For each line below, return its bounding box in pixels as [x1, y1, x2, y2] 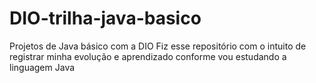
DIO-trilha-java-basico [9, 7, 202, 30]
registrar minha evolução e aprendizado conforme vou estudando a [9, 50, 287, 62]
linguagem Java [9, 61, 76, 73]
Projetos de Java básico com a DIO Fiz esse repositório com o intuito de [9, 40, 307, 52]
